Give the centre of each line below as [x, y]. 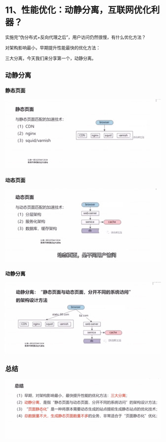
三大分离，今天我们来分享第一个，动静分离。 [51, 58]
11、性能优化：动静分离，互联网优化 [78, 10]
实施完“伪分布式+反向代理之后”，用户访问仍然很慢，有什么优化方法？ [76, 37]
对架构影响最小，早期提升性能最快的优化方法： [53, 48]
